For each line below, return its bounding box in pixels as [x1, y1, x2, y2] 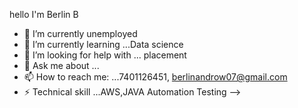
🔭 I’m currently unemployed [23, 28, 138, 39]
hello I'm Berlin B [9, 9, 79, 20]
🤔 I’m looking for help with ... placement [23, 49, 187, 61]
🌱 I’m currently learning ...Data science [23, 39, 184, 50]
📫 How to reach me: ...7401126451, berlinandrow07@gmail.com [23, 71, 288, 83]
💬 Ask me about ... [23, 60, 100, 71]
